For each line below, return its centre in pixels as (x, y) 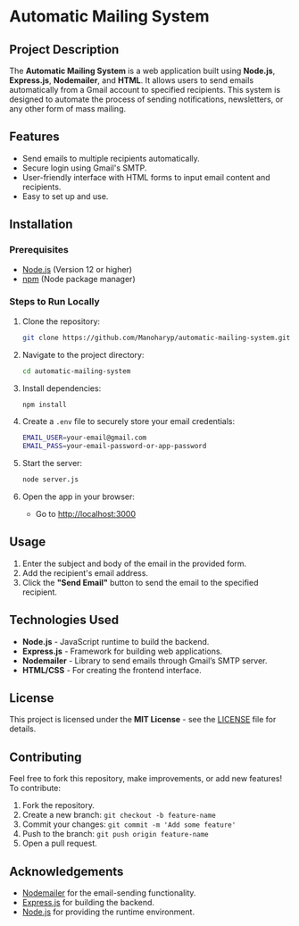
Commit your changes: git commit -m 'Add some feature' (129, 824)
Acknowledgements (66, 871)
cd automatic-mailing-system (76, 371)
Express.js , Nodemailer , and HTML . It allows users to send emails (132, 80)
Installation (41, 225)
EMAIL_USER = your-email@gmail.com (84, 438)
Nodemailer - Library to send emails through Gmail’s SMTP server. (145, 660)
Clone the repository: (61, 321)
